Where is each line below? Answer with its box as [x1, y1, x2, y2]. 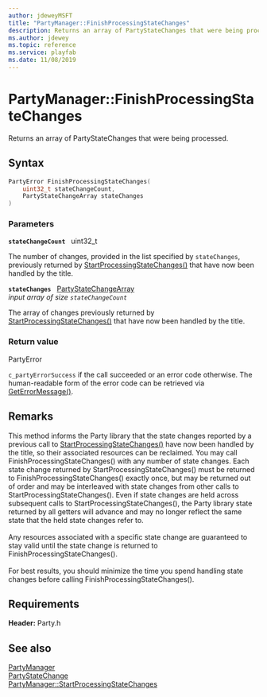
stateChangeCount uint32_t [8, 236, 98, 246]
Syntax [8, 157, 44, 170]
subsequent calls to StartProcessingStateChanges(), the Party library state [8, 498, 253, 508]
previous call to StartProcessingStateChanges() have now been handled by [8, 439, 254, 449]
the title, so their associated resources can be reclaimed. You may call [8, 447, 238, 457]
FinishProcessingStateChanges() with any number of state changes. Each [8, 456, 250, 466]
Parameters [8, 219, 54, 230]
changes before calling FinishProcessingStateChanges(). [8, 574, 195, 584]
